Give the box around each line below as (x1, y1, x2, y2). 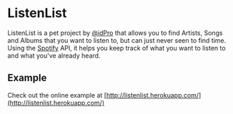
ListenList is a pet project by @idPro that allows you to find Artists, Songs (7, 28, 223, 37)
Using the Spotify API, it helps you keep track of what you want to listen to (7, 43, 227, 52)
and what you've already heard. (7, 51, 101, 60)
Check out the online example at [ (7, 90, 107, 99)
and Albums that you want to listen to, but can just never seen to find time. (7, 36, 227, 44)
